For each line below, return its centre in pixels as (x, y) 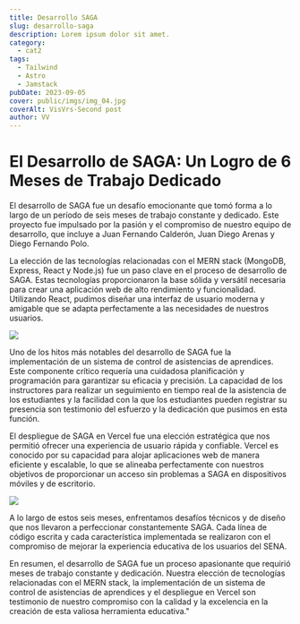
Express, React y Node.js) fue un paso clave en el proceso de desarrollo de (148, 270)
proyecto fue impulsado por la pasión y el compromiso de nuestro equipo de (150, 225)
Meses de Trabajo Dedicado (116, 181)
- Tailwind (38, 68)
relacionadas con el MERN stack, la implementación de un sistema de (137, 583)
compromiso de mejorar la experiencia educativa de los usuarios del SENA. (148, 546)
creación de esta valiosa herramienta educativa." (99, 611)
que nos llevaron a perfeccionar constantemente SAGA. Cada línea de (138, 527)
